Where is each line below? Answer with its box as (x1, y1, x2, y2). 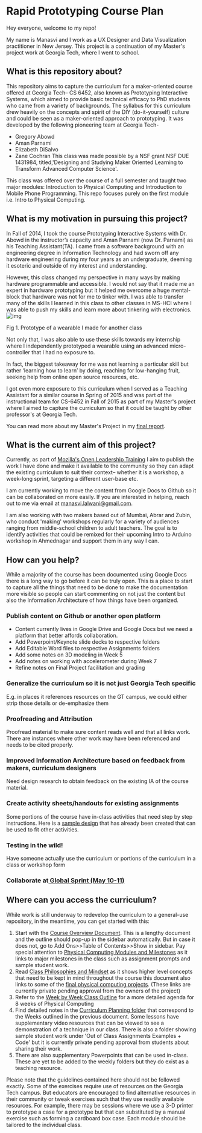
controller (6, 348, 30, 355)
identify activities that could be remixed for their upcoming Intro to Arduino (6, 531, 192, 538)
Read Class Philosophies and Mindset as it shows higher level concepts (14, 968, 193, 975)
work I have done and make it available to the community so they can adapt (6, 462, 194, 470)
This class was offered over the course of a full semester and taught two (6, 177, 187, 184)
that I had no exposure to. (31, 348, 95, 355)
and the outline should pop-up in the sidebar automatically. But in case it (14, 936, 195, 943)
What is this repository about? (6, 67, 122, 77)
